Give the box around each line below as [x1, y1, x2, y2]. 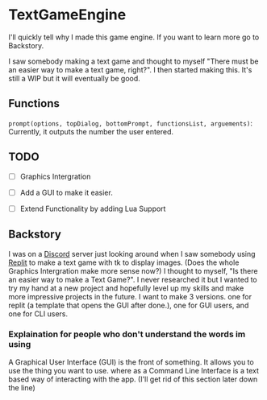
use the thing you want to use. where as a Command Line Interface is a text [8, 365, 260, 375]
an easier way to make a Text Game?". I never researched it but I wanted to [8, 274, 258, 284]
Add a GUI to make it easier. [19, 188, 113, 197]
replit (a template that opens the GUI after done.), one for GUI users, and [8, 300, 249, 310]
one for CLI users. [8, 308, 69, 319]
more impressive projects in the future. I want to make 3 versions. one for [8, 291, 252, 301]
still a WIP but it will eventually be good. [8, 73, 141, 83]
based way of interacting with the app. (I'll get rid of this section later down [8, 374, 258, 384]
